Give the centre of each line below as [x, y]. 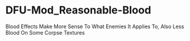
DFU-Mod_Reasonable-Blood [78, 10]
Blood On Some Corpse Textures [45, 32]
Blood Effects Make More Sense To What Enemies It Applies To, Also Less [95, 26]
